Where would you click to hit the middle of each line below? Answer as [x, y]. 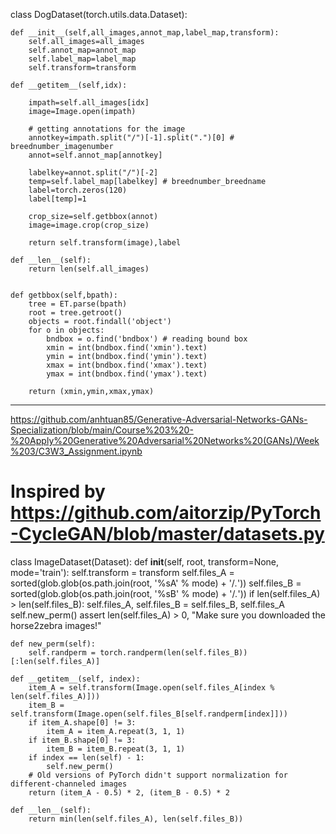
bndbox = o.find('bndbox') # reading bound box [147, 339]
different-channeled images [69, 784]
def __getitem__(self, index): [75, 679]
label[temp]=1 [57, 199]
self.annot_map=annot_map [82, 50]
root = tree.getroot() [75, 313]
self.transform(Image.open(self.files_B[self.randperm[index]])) [149, 714]
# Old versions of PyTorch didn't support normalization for [158, 775]
